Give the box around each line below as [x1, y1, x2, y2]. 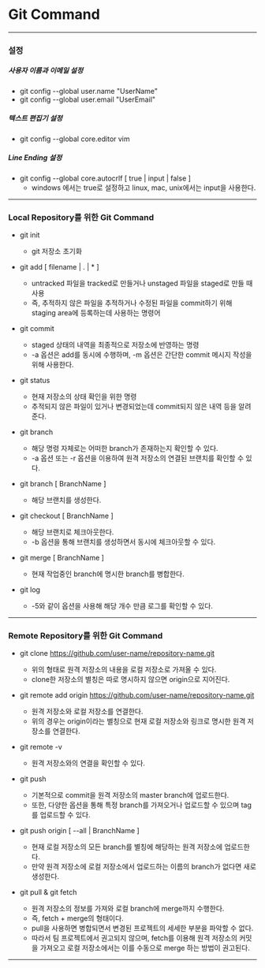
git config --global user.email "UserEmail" [19, 95, 156, 104]
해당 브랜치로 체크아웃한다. [31, 527, 114, 537]
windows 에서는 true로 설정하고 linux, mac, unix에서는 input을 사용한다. [31, 183, 256, 192]
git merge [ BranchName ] [19, 553, 105, 563]
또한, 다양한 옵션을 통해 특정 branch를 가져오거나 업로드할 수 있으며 [31, 800, 240, 810]
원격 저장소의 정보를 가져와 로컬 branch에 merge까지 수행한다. [31, 904, 225, 914]
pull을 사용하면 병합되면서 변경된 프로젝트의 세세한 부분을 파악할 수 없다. [31, 924, 254, 933]
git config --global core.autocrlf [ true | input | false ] [19, 173, 192, 183]
